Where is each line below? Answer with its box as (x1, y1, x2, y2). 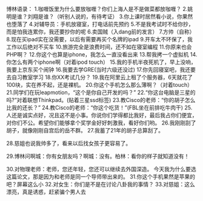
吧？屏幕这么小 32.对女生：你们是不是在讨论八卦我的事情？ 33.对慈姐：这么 (6, 181, 196, 188)
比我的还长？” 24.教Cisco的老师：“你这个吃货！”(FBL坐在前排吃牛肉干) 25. (6, 104, 193, 111)
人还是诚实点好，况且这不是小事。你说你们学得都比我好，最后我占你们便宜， (6, 112, 198, 118)
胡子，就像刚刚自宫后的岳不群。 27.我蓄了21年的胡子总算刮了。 (6, 127, 164, 134)
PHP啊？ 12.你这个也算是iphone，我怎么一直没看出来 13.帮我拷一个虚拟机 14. (6, 51, 198, 58)
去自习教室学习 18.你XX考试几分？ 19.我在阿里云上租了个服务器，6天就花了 (6, 73, 193, 81)
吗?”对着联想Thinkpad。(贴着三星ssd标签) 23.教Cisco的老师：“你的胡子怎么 (6, 97, 196, 103)
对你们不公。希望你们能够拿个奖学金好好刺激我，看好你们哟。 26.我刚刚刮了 (6, 119, 196, 126)
